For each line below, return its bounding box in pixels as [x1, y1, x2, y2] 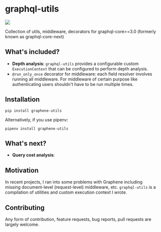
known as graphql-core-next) [5, 33, 64, 39]
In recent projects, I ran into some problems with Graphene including [5, 179, 143, 185]
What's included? [5, 48, 60, 56]
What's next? [5, 139, 47, 148]
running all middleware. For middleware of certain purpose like [12, 76, 138, 82]
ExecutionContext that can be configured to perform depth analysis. [12, 66, 148, 71]
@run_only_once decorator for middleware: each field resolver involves [12, 71, 152, 77]
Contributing [5, 203, 45, 212]
